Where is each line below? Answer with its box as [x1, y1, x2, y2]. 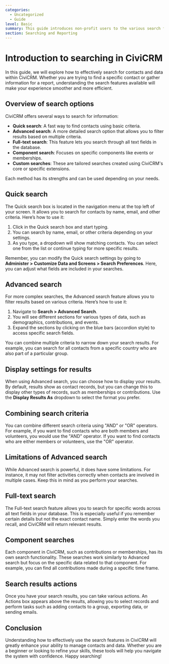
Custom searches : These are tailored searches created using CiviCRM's [12, 160, 163, 166]
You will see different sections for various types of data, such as [12, 314, 146, 320]
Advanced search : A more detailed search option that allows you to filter [12, 128, 164, 134]
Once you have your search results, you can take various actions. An [5, 593, 148, 599]
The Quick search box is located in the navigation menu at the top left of [5, 203, 155, 209]
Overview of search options [5, 100, 94, 108]
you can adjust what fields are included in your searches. [5, 265, 124, 272]
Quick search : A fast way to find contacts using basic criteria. [12, 123, 141, 129]
